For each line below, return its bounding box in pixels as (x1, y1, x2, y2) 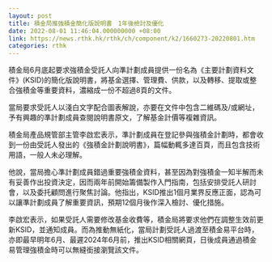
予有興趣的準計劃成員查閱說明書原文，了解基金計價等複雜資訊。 (8, 112, 221, 122)
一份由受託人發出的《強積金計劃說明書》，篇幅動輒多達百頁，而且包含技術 (15, 140, 261, 150)
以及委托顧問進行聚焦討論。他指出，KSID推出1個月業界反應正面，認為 (22, 188, 255, 197)
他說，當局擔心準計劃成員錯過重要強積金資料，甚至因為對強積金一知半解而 (8, 167, 257, 177)
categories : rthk (8, 42, 67, 50)
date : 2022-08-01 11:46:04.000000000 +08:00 (8, 27, 161, 35)
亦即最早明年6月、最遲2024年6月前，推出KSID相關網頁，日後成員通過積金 (8, 235, 257, 245)
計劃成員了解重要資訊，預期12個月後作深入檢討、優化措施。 (29, 197, 229, 207)
